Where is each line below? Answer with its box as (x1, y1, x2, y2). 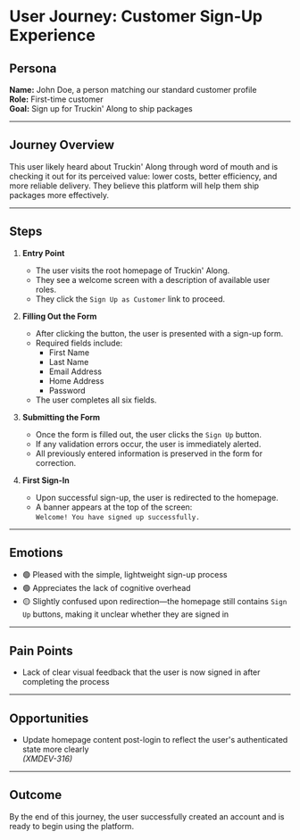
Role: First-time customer (9, 94, 104, 104)
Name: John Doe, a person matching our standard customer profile (9, 85, 257, 95)
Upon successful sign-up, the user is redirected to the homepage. (35, 492, 279, 503)
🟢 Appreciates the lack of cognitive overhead (21, 583, 191, 594)
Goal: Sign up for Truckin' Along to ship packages (9, 104, 194, 113)
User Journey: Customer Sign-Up (9, 6, 263, 27)
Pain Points (9, 643, 73, 658)
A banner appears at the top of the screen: (35, 502, 193, 512)
